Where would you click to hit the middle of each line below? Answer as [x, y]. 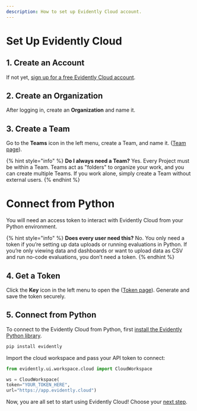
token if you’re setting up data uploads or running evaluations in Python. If [97, 245]
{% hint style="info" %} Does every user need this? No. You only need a [96, 238]
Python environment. [32, 227]
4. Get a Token [33, 276]
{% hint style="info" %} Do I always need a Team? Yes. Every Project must [98, 161]
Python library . [24, 336]
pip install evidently [34, 346]
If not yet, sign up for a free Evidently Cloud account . [71, 77]
